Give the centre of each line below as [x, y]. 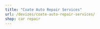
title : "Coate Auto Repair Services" [44, 10]
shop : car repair [23, 19]
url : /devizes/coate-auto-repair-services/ [50, 14]
